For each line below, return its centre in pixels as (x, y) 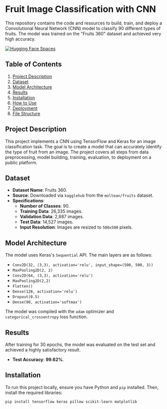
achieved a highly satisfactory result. (43, 350)
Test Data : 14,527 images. (47, 222)
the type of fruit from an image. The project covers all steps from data (77, 152)
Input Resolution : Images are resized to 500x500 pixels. (76, 227)
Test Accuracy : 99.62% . (38, 360)
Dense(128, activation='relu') (45, 292)
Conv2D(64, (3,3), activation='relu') (53, 276)
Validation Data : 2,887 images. (52, 217)
